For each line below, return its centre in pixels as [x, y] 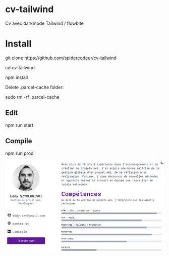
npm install [17, 77]
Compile [19, 141]
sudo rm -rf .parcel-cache [32, 97]
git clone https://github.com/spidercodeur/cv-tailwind [61, 58]
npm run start [19, 125]
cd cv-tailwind [20, 67]
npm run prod [19, 153]
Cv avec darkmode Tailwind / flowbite [45, 23]
